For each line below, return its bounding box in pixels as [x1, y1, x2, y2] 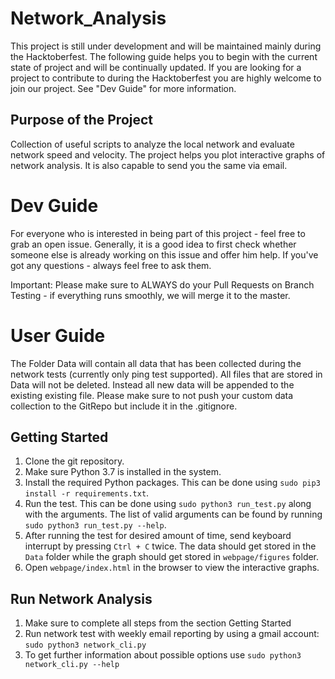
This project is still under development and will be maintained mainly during [10, 40, 322, 52]
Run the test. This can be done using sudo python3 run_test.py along [24, 498, 312, 510]
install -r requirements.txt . [24, 487, 150, 499]
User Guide [10, 324, 106, 347]
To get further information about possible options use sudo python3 [24, 649, 302, 661]
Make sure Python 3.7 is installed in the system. [24, 466, 222, 478]
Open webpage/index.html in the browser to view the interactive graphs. [24, 562, 320, 574]
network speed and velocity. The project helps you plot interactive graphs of [10, 148, 326, 161]
